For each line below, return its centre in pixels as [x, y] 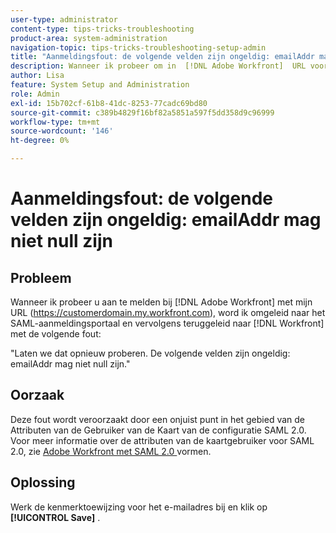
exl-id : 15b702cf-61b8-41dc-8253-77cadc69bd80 [109, 103]
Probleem [41, 277]
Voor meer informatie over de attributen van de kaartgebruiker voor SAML [162, 440]
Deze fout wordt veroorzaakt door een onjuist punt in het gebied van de [158, 419]
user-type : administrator [64, 19]
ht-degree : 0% [40, 141]
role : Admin [35, 94]
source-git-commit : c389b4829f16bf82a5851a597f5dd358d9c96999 [142, 112]
